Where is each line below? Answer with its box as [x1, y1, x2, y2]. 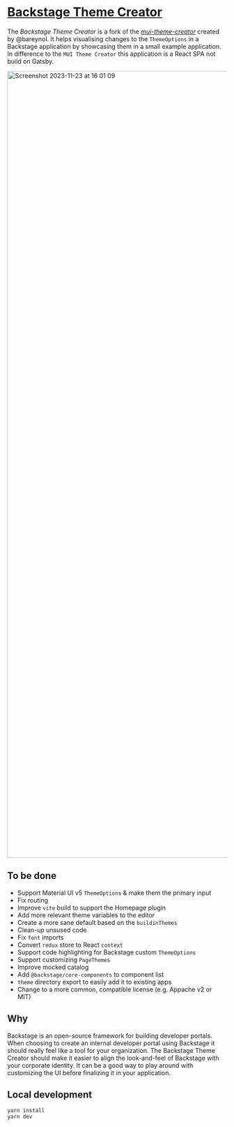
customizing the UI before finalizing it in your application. [7, 1068, 171, 1077]
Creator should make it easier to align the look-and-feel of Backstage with [7, 1054, 219, 1062]
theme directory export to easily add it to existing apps [17, 977, 172, 986]
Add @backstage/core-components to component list [17, 970, 164, 979]
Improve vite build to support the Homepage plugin [17, 903, 166, 912]
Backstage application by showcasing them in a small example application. [7, 42, 221, 50]
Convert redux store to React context [17, 940, 123, 949]
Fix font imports [17, 933, 64, 941]
